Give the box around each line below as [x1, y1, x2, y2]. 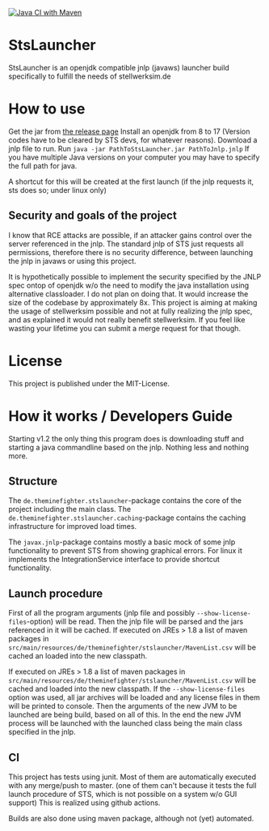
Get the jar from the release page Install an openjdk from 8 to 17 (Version [8, 126, 250, 136]
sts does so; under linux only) [8, 185, 107, 194]
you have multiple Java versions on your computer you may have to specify [8, 152, 260, 162]
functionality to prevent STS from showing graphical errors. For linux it [8, 546, 242, 556]
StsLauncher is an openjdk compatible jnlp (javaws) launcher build [8, 62, 230, 72]
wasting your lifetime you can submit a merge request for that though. [8, 323, 241, 333]
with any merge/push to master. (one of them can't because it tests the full [8, 781, 257, 790]
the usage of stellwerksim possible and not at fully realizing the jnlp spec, [8, 306, 253, 316]
